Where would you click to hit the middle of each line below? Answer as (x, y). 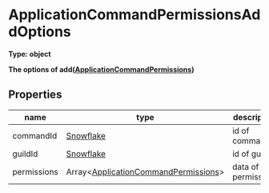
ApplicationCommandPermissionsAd (134, 15)
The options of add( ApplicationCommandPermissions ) (101, 69)
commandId (35, 135)
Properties (35, 95)
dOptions (40, 32)
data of (245, 167)
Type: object (30, 54)
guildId (25, 154)
